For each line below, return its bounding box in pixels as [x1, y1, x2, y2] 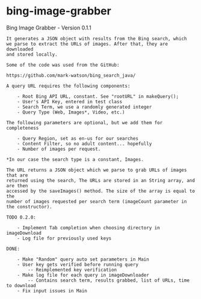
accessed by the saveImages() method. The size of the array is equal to [6, 188, 196, 194]
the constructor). [6, 204, 52, 210]
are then [6, 183, 28, 189]
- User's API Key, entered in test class [17, 98, 122, 104]
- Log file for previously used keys [17, 235, 112, 241]
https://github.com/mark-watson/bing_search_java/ [6, 72, 136, 79]
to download [6, 282, 36, 289]
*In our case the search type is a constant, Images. [6, 156, 144, 163]
